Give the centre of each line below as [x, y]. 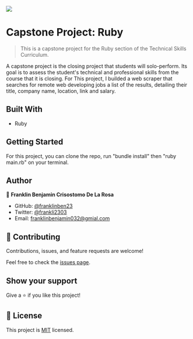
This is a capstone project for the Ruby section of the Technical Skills [103, 48]
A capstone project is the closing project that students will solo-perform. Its [97, 66]
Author [19, 181]
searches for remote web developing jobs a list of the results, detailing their [97, 84]
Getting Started [35, 142]
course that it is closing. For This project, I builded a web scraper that [90, 78]
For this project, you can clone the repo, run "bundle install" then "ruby [91, 156]
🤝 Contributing [33, 237]
